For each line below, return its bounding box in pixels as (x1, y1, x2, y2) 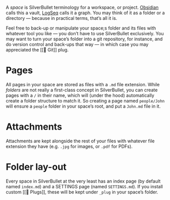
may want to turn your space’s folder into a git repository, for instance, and (6, 36, 163, 42)
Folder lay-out (6, 161, 67, 173)
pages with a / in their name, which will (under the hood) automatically (6, 92, 155, 98)
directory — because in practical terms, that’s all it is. (6, 15, 117, 21)
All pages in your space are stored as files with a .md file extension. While (6, 81, 160, 87)
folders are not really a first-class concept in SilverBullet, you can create (6, 87, 158, 93)
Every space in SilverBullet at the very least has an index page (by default (6, 178, 161, 184)
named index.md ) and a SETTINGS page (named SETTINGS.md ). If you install (6, 183, 163, 189)
